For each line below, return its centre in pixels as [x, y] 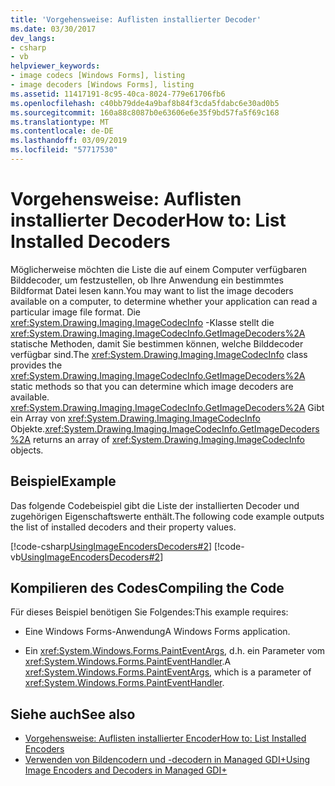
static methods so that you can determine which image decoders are [152, 386]
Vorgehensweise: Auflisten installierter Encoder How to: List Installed [165, 738]
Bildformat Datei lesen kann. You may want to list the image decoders [152, 290]
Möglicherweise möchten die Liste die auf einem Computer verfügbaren [158, 269]
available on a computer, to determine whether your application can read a [164, 301]
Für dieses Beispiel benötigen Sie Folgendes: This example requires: [149, 612]
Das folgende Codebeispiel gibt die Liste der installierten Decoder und [155, 505]
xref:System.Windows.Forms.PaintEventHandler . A [128, 662]
